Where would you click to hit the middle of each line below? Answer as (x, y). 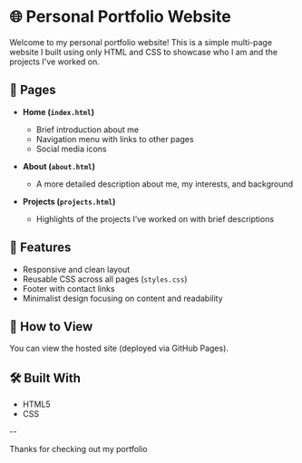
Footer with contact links (68, 288)
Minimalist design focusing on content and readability (123, 298)
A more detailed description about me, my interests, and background (165, 184)
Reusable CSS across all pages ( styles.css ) (105, 279)
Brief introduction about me (87, 130)
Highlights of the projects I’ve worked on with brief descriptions (155, 218)
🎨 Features (40, 248)
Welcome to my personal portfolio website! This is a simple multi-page (141, 42)
